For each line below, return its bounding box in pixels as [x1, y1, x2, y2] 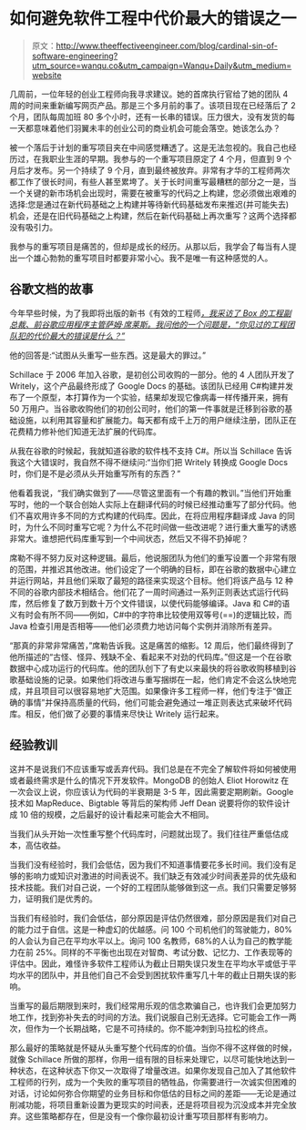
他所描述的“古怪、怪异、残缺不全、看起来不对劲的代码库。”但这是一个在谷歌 [9, 651, 292, 662]
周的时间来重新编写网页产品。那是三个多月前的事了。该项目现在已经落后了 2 [9, 99, 296, 110]
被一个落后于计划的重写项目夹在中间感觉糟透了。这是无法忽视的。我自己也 [9, 142, 289, 153]
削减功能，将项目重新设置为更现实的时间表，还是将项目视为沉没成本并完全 [9, 1099, 289, 1110]
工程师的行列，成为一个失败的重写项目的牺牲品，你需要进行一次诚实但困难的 [9, 1076, 297, 1087]
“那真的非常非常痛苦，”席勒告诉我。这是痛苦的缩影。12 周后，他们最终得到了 [9, 639, 294, 651]
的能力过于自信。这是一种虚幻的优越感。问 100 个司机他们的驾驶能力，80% [9, 923, 293, 934]
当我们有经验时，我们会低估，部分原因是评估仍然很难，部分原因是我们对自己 [9, 912, 297, 923]
